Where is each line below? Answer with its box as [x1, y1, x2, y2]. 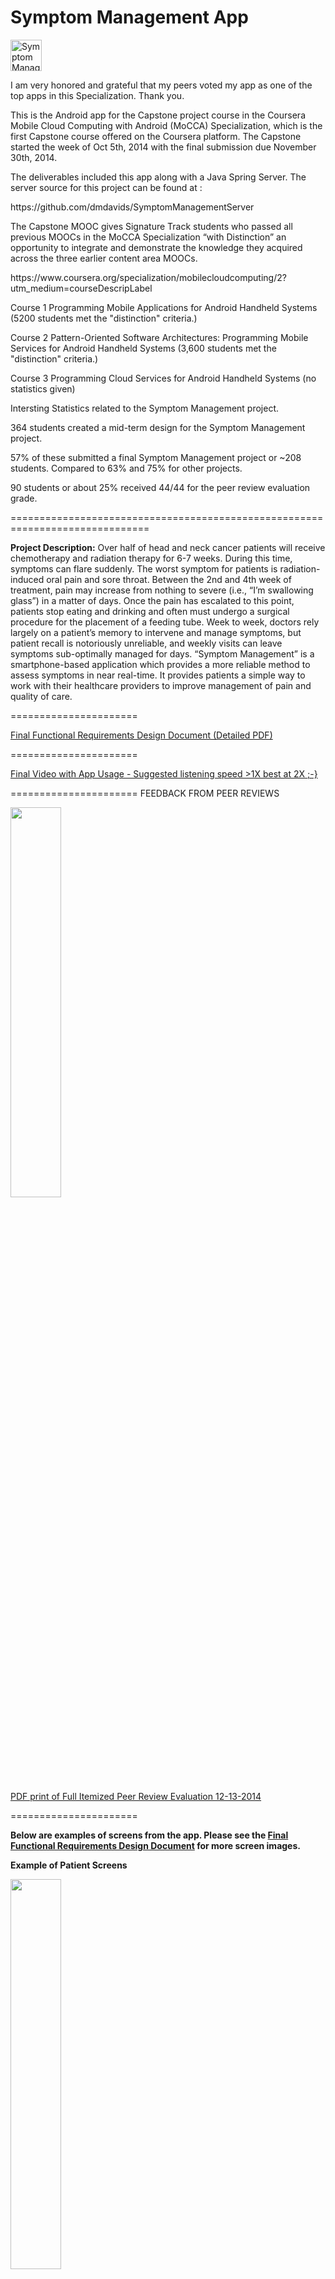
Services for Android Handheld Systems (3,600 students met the [10, 342, 277, 354]
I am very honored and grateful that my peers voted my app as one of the [10, 79, 313, 91]
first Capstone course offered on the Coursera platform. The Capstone [10, 130, 302, 142]
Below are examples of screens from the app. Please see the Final [10, 1829, 289, 1841]
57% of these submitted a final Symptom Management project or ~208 [10, 451, 302, 463]
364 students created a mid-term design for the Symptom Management [10, 421, 306, 433]
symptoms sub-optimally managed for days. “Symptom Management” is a [10, 647, 315, 660]
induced [10, 573, 45, 585]
